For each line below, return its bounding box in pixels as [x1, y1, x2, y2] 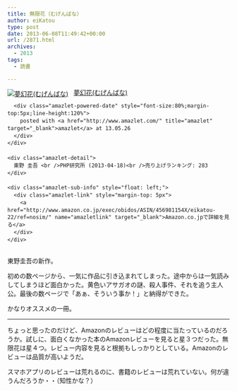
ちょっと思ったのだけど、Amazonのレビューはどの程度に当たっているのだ [7, 326, 222, 334]
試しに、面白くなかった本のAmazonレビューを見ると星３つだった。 [25, 334, 223, 343]
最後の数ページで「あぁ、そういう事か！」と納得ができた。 [19, 289, 193, 298]
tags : [7, 57, 23, 64]
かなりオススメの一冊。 [7, 304, 75, 313]
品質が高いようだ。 [31, 352, 88, 361]
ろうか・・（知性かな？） [25, 376, 97, 385]
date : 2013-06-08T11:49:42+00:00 [7, 30, 106, 37]
